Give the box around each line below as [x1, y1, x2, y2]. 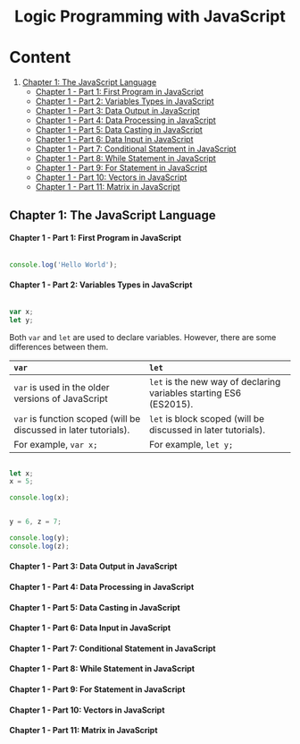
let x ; [9, 468, 34, 478]
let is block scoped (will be [148, 412, 265, 424]
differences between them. [9, 341, 109, 352]
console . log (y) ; [9, 534, 70, 543]
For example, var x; [13, 438, 98, 450]
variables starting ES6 [148, 387, 242, 399]
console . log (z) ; [9, 542, 70, 551]
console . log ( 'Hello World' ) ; [9, 260, 118, 269]
